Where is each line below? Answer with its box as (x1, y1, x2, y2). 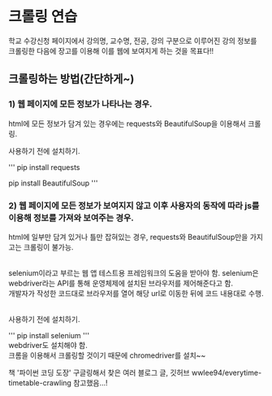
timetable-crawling (8, 377, 71, 387)
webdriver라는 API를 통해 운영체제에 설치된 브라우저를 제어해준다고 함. (8, 278, 234, 288)
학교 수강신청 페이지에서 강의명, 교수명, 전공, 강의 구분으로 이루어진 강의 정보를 (8, 36, 257, 46)
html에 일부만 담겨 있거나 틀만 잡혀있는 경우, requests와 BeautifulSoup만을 (8, 232, 248, 242)
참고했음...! (72, 377, 108, 387)
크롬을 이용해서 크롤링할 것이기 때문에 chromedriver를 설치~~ (8, 350, 206, 360)
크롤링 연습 (8, 7, 78, 26)
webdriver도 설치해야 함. (8, 340, 88, 350)
